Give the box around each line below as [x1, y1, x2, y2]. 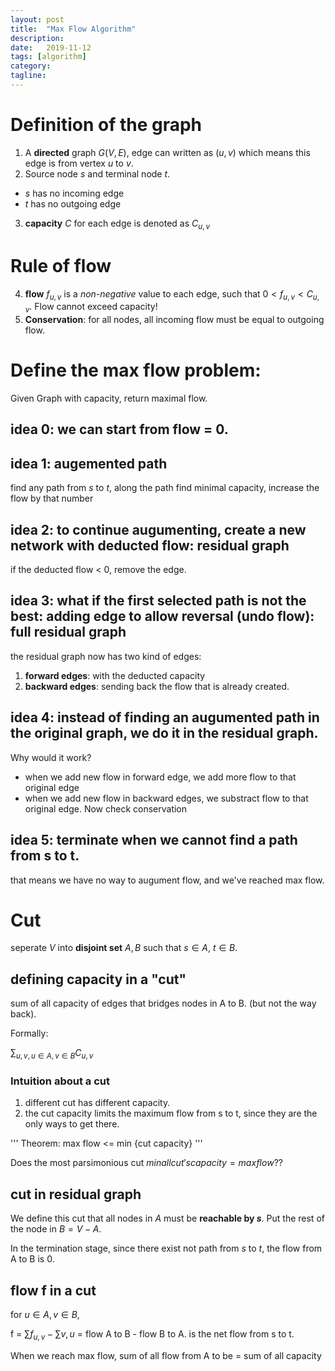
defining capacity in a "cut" [10, 971, 187, 988]
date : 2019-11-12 [10, 42, 92, 53]
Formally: [10, 1027, 49, 1040]
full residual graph [10, 624, 127, 641]
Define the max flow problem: [10, 359, 262, 382]
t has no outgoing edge [24, 197, 122, 210]
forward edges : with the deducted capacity [24, 669, 206, 681]
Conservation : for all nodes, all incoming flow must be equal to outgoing [24, 314, 325, 326]
